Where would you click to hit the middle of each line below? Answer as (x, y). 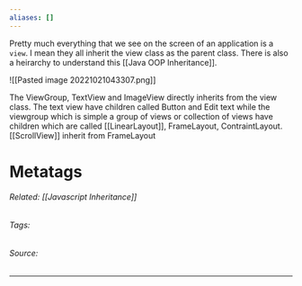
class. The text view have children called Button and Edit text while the (140, 107)
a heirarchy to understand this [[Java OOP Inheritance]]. (113, 62)
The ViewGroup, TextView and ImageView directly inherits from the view (143, 97)
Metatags (46, 171)
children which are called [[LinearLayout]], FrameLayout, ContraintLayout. (146, 126)
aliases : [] (31, 18)
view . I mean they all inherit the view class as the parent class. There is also (149, 53)
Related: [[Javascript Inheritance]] (73, 197)
